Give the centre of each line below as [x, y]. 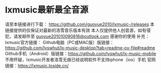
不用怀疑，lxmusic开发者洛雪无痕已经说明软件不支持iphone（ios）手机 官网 [80, 59]
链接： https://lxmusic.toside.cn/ [37, 65]
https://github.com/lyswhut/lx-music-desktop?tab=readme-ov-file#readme [80, 48]
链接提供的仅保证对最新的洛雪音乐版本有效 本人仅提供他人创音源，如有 [76, 30]
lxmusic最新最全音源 [47, 10]
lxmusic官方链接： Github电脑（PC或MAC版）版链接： [60, 42]
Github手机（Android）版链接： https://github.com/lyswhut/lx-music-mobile [80, 53]
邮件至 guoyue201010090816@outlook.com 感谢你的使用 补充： [86, 36]
